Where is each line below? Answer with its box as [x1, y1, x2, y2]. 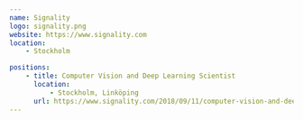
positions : [9, 63, 50, 72]
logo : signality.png [9, 22, 87, 31]
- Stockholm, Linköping [49, 88, 140, 97]
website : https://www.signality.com [9, 30, 147, 39]
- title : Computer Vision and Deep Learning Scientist [25, 71, 236, 81]
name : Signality [9, 13, 70, 23]
